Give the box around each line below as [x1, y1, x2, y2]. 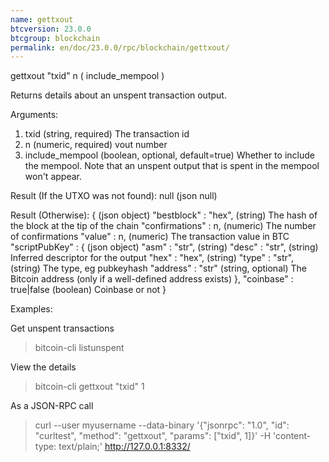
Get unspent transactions [10, 322, 115, 335]
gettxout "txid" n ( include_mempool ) [10, 70, 165, 82]
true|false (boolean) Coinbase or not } [10, 284, 167, 296]
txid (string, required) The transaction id [24, 128, 190, 140]
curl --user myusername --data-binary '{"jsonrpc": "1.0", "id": [34, 419, 290, 431]
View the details [10, 361, 77, 373]
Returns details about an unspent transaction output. [10, 89, 227, 101]
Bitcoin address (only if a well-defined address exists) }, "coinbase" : [10, 273, 294, 285]
